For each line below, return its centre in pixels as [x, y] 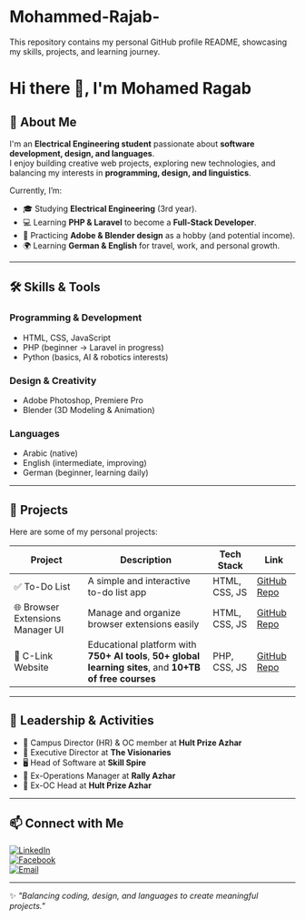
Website [31, 668]
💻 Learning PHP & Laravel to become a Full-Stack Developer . [139, 222]
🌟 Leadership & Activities [82, 721]
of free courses [122, 679]
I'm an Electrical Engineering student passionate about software [132, 144]
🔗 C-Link [34, 656]
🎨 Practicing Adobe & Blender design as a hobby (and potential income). [159, 235]
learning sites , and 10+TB [144, 668]
